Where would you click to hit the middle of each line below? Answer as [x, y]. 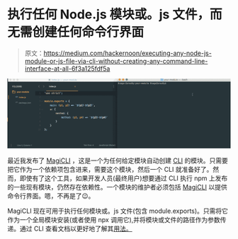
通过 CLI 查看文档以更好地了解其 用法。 [76, 228]
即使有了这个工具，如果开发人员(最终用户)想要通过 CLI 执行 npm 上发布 [124, 178]
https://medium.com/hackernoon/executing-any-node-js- [128, 53]
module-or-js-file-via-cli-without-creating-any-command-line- [116, 61]
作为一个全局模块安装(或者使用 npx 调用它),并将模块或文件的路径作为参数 [114, 219]
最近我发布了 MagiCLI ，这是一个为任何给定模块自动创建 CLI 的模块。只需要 [118, 161]
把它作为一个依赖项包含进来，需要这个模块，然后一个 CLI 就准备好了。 [110, 169]
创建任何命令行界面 [88, 32]
